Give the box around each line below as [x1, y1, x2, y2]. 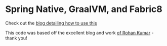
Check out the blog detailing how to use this [5, 20, 97, 26]
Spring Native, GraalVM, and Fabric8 [5, 3, 163, 15]
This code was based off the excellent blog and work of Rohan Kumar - [5, 29, 154, 35]
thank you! [5, 35, 27, 41]
